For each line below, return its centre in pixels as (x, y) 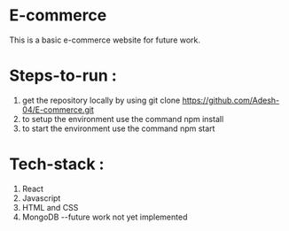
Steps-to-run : (63, 76)
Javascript (41, 198)
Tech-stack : (57, 164)
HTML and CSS (50, 207)
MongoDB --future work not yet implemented (105, 217)
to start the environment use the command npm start (118, 128)
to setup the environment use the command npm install (123, 119)
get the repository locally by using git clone (101, 100)
